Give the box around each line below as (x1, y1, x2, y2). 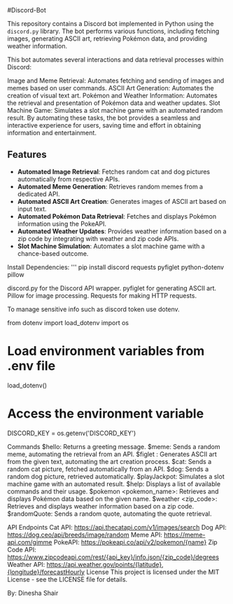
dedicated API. (17, 189, 60, 198)
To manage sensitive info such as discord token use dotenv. (7, 305, 180, 313)
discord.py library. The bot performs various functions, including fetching (7, 27, 220, 35)
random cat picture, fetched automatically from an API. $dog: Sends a (7, 465, 209, 473)
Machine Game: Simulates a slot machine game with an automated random (7, 107, 223, 114)
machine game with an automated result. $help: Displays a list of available (7, 479, 221, 488)
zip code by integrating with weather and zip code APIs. (17, 234, 179, 242)
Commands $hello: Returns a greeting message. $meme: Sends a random (7, 442, 220, 451)
